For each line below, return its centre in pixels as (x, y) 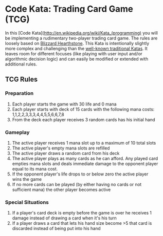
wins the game (27, 179)
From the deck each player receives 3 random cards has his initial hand (84, 119)
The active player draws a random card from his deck (66, 153)
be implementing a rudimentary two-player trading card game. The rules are (81, 38)
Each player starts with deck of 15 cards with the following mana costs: (83, 109)
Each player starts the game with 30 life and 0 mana (64, 104)
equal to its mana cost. (35, 169)
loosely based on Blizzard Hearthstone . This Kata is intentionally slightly (77, 43)
